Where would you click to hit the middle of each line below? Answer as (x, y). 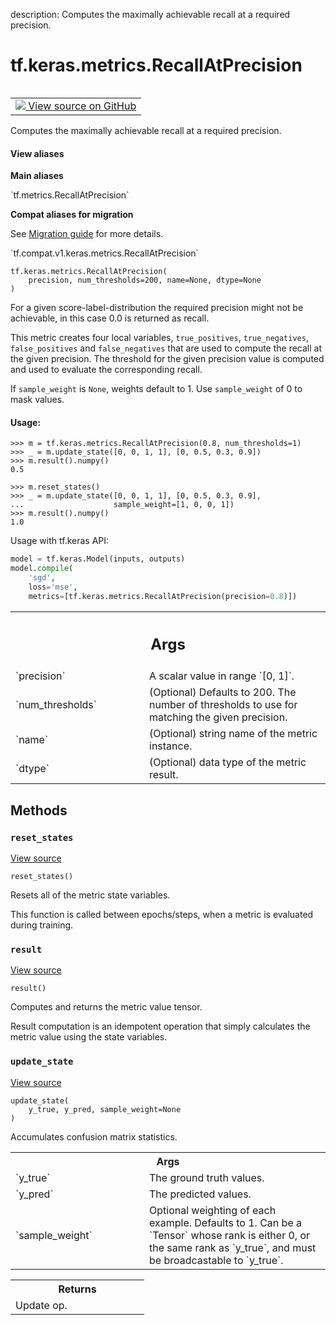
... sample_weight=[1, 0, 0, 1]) (122, 505)
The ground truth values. (207, 1177)
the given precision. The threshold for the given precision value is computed (167, 359)
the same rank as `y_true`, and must (233, 1247)
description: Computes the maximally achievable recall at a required (150, 14)
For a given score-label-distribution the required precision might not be (157, 308)
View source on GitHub (82, 106)
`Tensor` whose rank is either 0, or (230, 1235)
